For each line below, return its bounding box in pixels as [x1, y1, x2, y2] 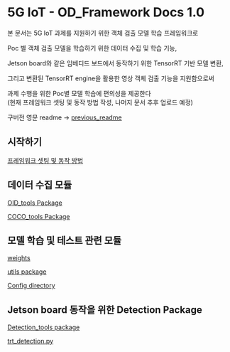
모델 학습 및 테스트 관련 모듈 [7, 234, 122, 246]
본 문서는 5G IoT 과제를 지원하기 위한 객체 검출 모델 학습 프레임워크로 [7, 28, 199, 37]
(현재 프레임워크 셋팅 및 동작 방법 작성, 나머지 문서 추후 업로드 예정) [7, 97, 194, 107]
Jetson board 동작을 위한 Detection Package [7, 304, 202, 316]
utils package [7, 267, 47, 276]
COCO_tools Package [7, 212, 70, 220]
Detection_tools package [7, 323, 80, 331]
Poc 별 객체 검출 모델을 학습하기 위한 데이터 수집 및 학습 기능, [7, 43, 177, 52]
